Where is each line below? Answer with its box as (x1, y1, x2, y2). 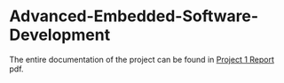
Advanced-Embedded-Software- (9, 6, 259, 26)
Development (9, 25, 111, 45)
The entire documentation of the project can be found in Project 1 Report (9, 54, 275, 64)
